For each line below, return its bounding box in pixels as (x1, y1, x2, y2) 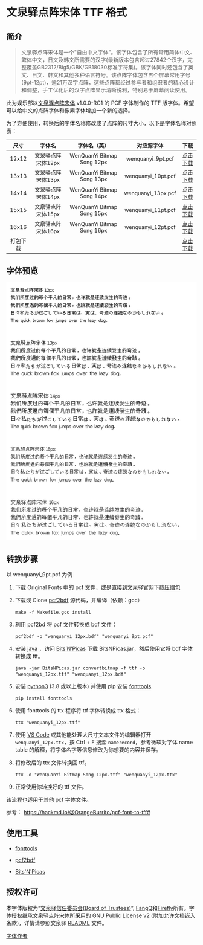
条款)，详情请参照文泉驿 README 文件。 (6, 919, 108, 926)
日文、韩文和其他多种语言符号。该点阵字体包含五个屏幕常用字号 (31, 71, 191, 79)
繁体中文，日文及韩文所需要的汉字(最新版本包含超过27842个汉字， (21, 56, 188, 63)
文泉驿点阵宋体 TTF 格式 (6, 5, 127, 19)
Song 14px (79, 193, 108, 200)
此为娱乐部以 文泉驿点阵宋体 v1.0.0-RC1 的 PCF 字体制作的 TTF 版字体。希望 (6, 99, 195, 106)
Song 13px (79, 176, 108, 182)
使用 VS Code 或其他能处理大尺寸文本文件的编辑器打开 (14, 731, 152, 738)
